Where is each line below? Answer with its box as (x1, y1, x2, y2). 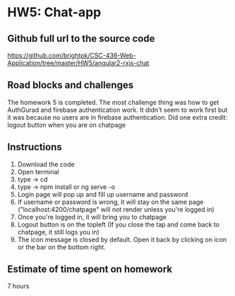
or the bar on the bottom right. (17, 242, 106, 251)
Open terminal (17, 167, 59, 176)
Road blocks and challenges (7, 79, 134, 91)
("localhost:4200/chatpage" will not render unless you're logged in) (17, 205, 215, 213)
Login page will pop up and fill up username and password (17, 190, 188, 198)
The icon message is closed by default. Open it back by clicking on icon (17, 235, 227, 244)
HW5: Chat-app (7, 4, 102, 21)
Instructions (7, 141, 62, 153)
